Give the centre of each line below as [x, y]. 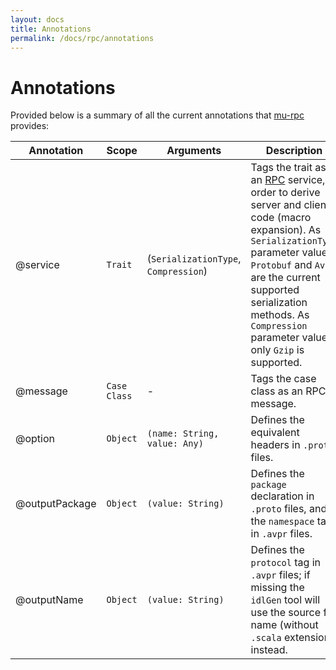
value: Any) [175, 444]
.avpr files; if [280, 575]
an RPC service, [288, 180]
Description [294, 151]
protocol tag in [286, 563]
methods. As [280, 315]
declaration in [282, 496]
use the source [286, 613]
